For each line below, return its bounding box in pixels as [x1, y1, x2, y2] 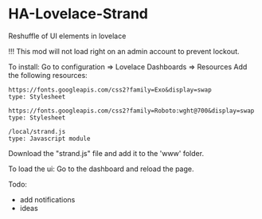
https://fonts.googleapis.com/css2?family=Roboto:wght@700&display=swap [8, 107, 255, 115]
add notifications [19, 194, 76, 204]
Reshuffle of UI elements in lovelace [8, 31, 127, 41]
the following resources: [8, 70, 88, 80]
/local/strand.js [8, 127, 66, 135]
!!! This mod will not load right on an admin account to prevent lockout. [8, 46, 240, 56]
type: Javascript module [8, 135, 91, 143]
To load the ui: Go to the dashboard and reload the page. [8, 164, 194, 174]
